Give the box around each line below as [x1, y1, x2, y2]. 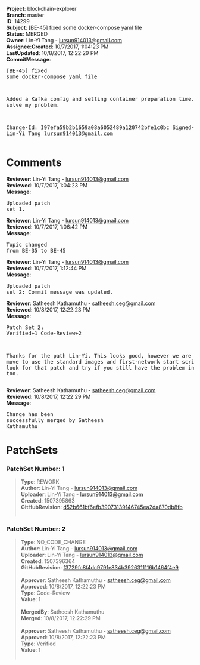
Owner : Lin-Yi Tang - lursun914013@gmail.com [6, 37, 122, 44]
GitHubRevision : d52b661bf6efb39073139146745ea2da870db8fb [20, 504, 183, 511]
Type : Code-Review [20, 589, 70, 596]
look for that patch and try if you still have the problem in [6, 364, 195, 371]
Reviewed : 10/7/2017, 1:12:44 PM [6, 264, 87, 272]
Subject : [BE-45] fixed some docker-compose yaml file [6, 24, 142, 31]
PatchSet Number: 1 [6, 465, 65, 473]
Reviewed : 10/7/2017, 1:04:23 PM [6, 181, 88, 189]
